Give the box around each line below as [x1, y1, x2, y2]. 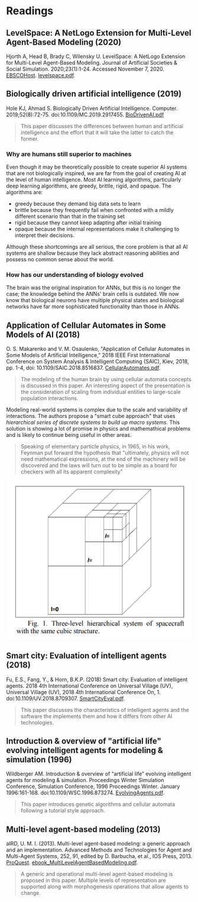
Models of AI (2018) [6, 330, 80, 340]
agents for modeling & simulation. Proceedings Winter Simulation [6, 777, 164, 784]
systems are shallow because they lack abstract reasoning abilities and [6, 249, 179, 257]
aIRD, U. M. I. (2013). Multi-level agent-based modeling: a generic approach [6, 840, 190, 847]
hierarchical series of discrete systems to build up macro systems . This [6, 419, 180, 426]
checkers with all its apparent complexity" [20, 468, 123, 476]
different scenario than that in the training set [14, 213, 125, 220]
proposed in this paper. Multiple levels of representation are [20, 877, 167, 884]
